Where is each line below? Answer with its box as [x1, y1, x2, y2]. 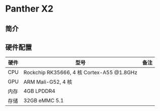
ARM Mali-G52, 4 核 [23, 79, 72, 86]
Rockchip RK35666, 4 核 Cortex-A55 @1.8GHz [23, 69, 138, 76]
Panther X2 [5, 3, 54, 15]
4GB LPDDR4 [23, 88, 56, 95]
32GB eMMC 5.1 [23, 97, 64, 104]
